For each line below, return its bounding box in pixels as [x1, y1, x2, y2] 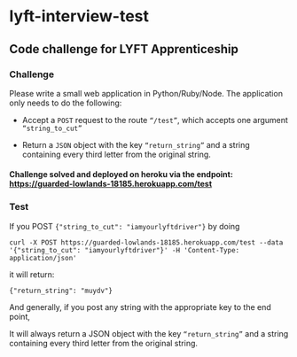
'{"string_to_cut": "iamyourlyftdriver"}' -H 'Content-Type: [9, 245, 240, 254]
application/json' [9, 253, 77, 262]
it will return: [9, 268, 55, 280]
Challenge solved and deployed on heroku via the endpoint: [9, 169, 233, 180]
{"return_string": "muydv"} [9, 286, 113, 295]
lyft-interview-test [9, 6, 149, 27]
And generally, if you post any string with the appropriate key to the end [9, 301, 272, 312]
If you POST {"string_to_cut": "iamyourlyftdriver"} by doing [9, 221, 240, 231]
